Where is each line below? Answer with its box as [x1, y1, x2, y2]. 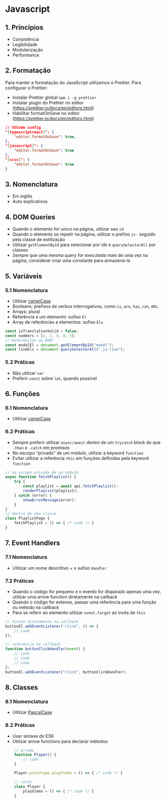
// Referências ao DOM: [5, 338, 55, 343]
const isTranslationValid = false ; [5, 328, 79, 334]
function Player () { [14, 753, 56, 757]
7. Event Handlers [5, 539, 60, 548]
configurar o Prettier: [5, 85, 48, 91]
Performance [12, 52, 40, 58]
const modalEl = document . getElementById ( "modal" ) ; [5, 343, 114, 348]
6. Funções [5, 390, 40, 398]
